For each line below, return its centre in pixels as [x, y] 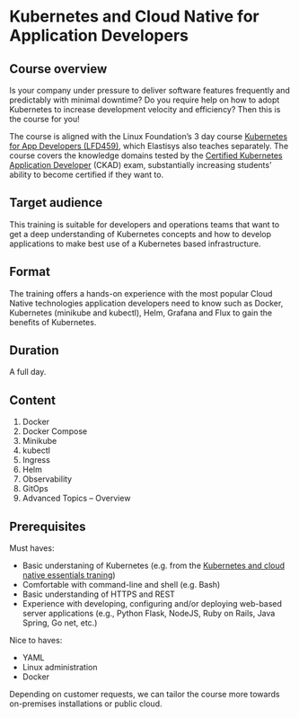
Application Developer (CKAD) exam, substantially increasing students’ [141, 165]
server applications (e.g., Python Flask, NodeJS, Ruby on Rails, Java [149, 614]
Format [30, 272]
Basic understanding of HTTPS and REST [98, 594]
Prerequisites [48, 526]
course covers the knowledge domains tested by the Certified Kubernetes [146, 155]
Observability [47, 479]
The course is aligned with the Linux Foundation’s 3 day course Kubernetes [149, 136]
